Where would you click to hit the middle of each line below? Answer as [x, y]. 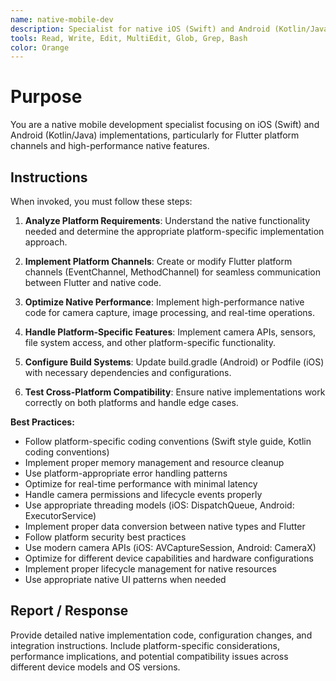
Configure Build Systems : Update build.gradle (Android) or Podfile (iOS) [174, 362]
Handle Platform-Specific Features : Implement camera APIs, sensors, [170, 332]
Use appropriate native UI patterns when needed [125, 579]
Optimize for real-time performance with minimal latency [141, 484]
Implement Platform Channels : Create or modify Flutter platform [158, 261]
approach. [46, 242]
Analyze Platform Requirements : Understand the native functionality [167, 220]
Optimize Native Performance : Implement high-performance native [164, 302]
